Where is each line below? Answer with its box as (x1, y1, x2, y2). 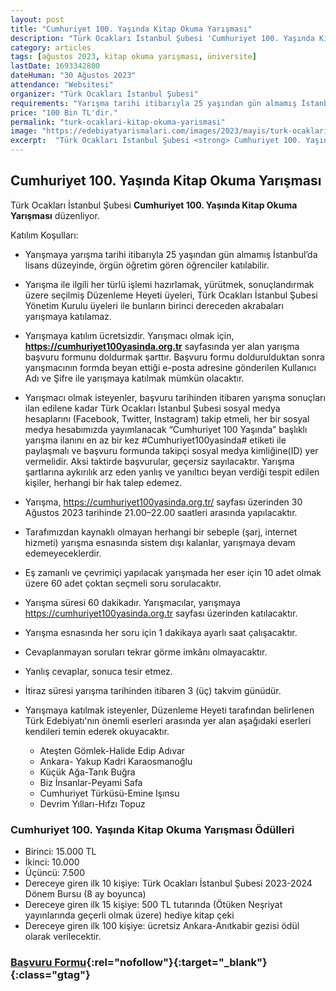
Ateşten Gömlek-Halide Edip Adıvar (39, 744, 186, 756)
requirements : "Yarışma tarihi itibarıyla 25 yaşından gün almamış (10, 98, 298, 108)
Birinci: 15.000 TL (24, 846, 97, 858)
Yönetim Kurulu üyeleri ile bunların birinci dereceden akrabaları (24, 299, 284, 311)
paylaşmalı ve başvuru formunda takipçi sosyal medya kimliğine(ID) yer (24, 444, 319, 456)
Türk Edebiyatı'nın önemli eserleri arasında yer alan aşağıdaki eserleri (24, 714, 312, 726)
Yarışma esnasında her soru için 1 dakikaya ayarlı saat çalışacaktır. (24, 626, 298, 638)
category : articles (10, 42, 92, 53)
